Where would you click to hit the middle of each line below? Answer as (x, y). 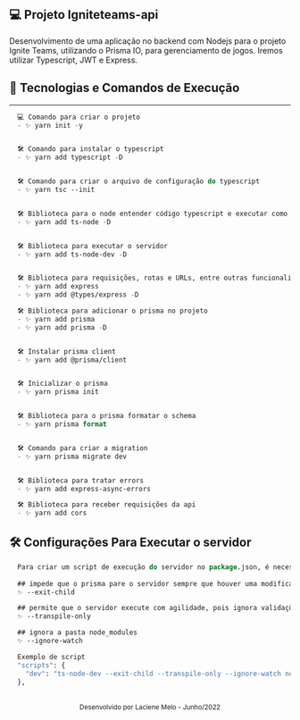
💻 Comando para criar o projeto (79, 117)
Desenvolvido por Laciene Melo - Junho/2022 (150, 707)
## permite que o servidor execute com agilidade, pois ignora (137, 608)
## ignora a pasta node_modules (78, 632)
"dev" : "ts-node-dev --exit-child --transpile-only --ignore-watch (153, 674)
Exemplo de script (52, 657)
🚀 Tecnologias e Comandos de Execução (125, 88)
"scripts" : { (42, 665)
